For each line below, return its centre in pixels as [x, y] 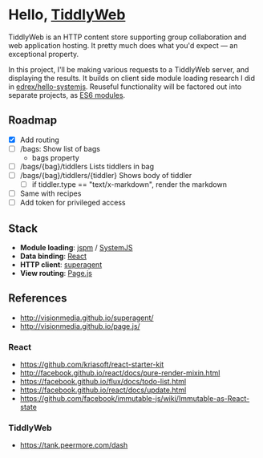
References [38, 298]
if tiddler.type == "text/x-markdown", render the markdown [129, 184]
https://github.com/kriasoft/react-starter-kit [92, 365]
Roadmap [33, 121]
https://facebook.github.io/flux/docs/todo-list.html [103, 382]
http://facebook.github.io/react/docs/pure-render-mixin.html [120, 373]
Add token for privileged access [73, 203]
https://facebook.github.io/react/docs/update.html [103, 390]
